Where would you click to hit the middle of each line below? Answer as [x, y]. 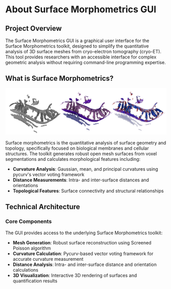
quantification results [35, 281]
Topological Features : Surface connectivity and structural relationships [88, 191]
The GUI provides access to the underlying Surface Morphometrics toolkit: [84, 233]
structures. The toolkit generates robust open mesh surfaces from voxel [81, 154]
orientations [25, 185]
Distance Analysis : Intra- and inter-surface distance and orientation [85, 264]
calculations [25, 270]
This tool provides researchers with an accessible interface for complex [81, 57]
